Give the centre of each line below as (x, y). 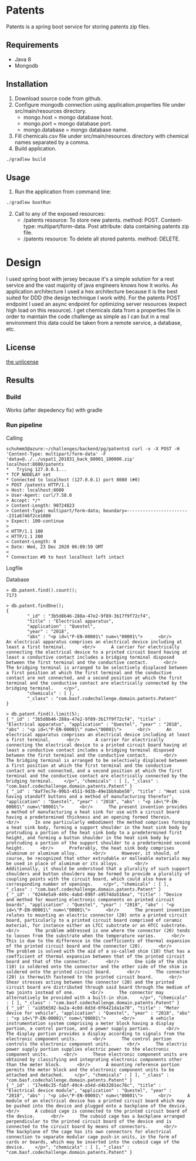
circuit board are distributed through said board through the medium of (98, 987)
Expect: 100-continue (38, 521)
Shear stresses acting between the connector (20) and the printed (90, 982)
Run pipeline (24, 425)
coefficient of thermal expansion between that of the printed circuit (95, 956)
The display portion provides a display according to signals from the (95, 1034)
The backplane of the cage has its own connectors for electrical (89, 1132)
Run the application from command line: (63, 192)
